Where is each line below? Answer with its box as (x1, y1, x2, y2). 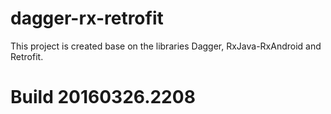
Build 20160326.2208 (10, 86, 196, 109)
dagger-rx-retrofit (10, 7, 164, 30)
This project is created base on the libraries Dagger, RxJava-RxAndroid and (10, 40, 322, 52)
